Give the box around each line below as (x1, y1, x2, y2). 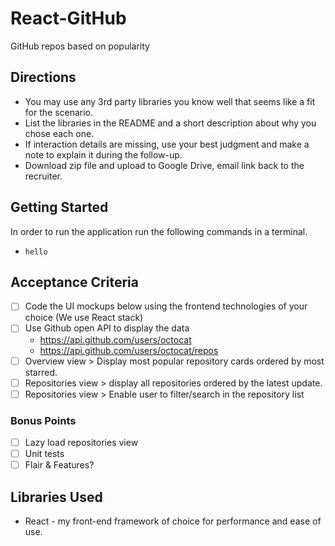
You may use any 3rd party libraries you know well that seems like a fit (24, 95, 316, 107)
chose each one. (24, 127, 95, 139)
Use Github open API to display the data (24, 322, 190, 334)
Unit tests (24, 448, 65, 460)
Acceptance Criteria (10, 273, 139, 291)
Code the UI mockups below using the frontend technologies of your (24, 300, 308, 312)
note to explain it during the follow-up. (24, 148, 183, 161)
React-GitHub (10, 7, 127, 30)
